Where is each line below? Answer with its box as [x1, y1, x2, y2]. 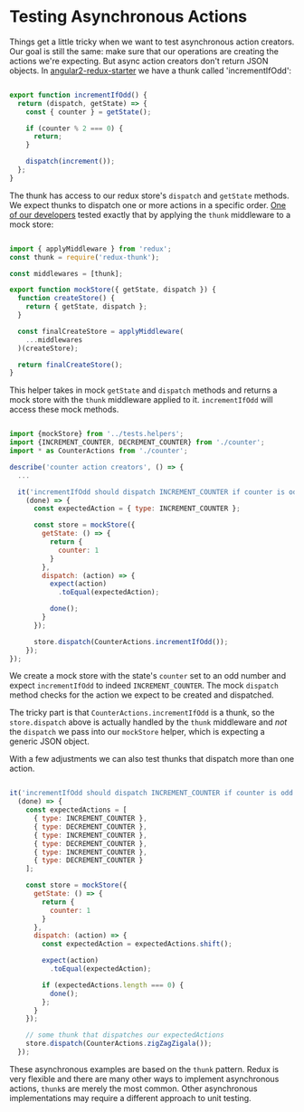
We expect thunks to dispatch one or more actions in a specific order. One [9, 199, 287, 210]
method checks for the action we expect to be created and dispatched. [9, 689, 274, 700]
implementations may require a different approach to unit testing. [9, 1092, 252, 1103]
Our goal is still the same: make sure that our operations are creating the [9, 45, 279, 56]
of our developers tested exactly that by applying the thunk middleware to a [9, 209, 291, 220]
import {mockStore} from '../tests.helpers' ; [9, 430, 184, 439]
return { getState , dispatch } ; [25, 302, 147, 311]
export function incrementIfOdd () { [9, 90, 147, 100]
